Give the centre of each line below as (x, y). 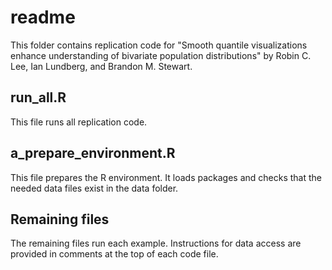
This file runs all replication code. (79, 122)
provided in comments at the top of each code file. (114, 254)
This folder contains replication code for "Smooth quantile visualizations (159, 45)
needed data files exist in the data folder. (94, 188)
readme (43, 17)
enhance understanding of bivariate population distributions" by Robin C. (161, 55)
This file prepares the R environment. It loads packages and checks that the (166, 177)
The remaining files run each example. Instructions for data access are (156, 243)
